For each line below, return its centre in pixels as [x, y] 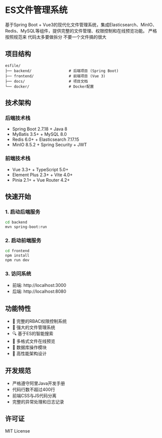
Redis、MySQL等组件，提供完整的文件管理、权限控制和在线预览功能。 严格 [81, 31]
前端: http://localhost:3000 [39, 285]
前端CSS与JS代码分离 [34, 396]
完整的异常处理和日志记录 [38, 402]
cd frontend [17, 251]
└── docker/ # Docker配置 [50, 87]
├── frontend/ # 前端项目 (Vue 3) [55, 76]
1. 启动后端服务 [23, 212]
